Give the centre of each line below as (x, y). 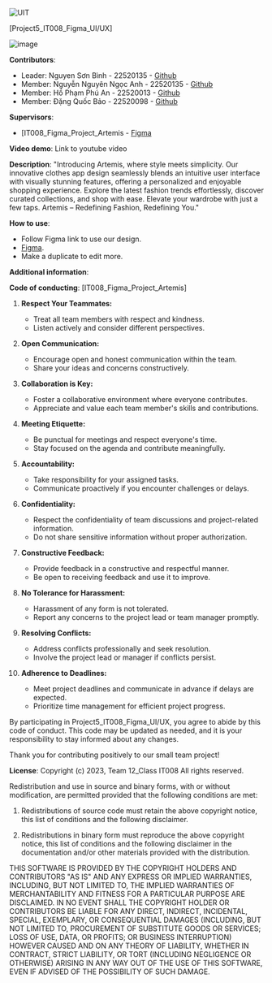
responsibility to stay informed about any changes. (94, 739)
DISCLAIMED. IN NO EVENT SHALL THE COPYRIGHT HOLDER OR (119, 903)
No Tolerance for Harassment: (73, 593)
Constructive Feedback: (63, 553)
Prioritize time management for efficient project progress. (129, 706)
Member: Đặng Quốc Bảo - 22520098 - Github (99, 101)
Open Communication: (60, 344)
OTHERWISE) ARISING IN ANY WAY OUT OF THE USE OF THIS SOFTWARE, (136, 963)
